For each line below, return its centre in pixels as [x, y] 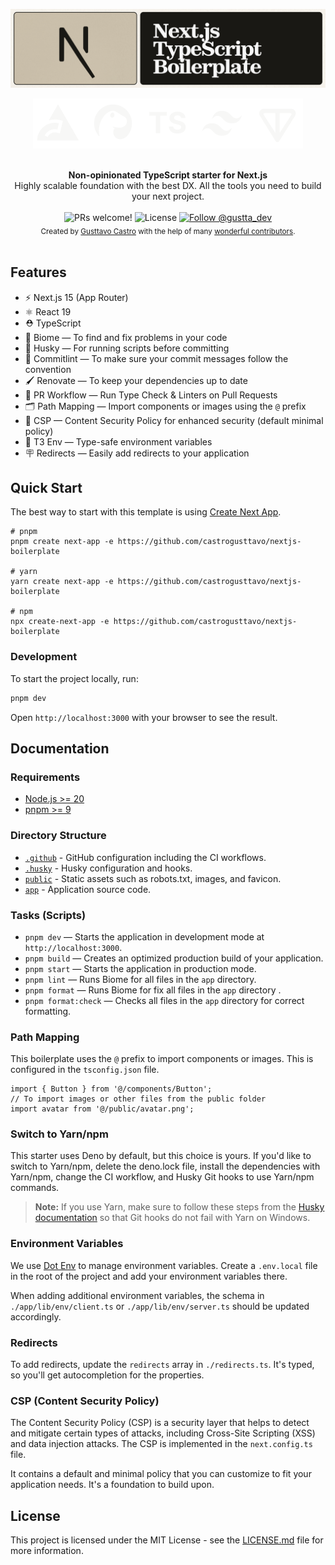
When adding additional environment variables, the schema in [137, 1295]
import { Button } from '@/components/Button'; [111, 1089]
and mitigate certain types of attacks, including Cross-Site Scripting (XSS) [163, 1433]
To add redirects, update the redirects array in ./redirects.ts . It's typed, [162, 1365]
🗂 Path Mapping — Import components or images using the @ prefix [165, 406]
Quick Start [46, 488]
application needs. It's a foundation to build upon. [112, 1485]
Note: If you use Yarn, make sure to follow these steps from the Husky [179, 1207]
